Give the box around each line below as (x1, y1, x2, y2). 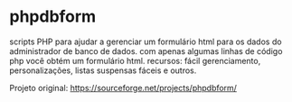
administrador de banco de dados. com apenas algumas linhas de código (9, 45, 283, 56)
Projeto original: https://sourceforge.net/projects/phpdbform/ (9, 82, 238, 93)
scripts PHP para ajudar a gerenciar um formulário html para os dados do (9, 36, 282, 47)
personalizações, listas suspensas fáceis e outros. (9, 65, 197, 76)
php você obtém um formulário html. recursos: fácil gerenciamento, (9, 55, 261, 66)
